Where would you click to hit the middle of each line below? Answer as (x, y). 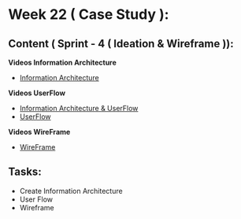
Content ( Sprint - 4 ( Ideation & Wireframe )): (121, 44)
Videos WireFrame (39, 132)
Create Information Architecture (71, 191)
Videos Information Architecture (62, 62)
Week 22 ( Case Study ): (89, 15)
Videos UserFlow (37, 93)
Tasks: (25, 172)
